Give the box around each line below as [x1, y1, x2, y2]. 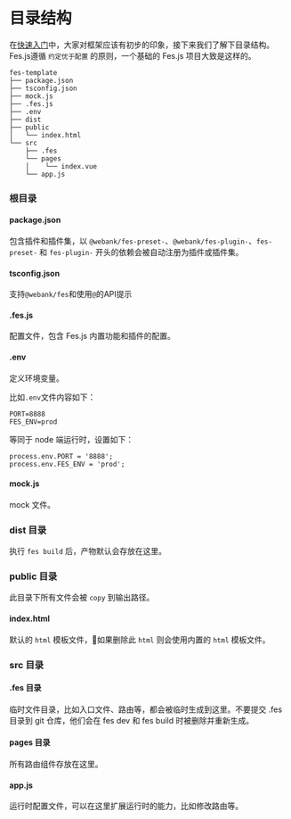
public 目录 [9, 570, 58, 583]
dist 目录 [9, 524, 47, 536]
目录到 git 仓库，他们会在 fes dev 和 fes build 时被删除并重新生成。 [9, 715, 255, 725]
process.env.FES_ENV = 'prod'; [9, 459, 125, 468]
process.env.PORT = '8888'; [9, 451, 114, 460]
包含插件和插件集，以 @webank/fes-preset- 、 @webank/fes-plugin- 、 [9, 236, 256, 246]
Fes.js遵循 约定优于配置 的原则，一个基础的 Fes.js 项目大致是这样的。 [9, 50, 256, 61]
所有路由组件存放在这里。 [9, 759, 103, 769]
